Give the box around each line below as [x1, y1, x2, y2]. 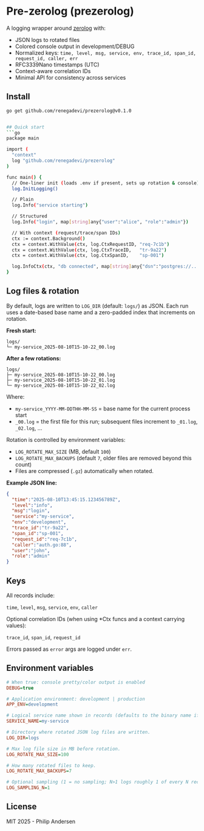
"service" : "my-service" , [12, 513, 75, 520]
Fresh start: [6, 327, 36, 334]
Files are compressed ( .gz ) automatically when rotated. [15, 467, 154, 474]
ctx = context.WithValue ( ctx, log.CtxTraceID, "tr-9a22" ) [12, 247, 167, 253]
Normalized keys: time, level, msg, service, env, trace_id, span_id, [15, 49, 196, 56]
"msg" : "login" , [12, 508, 50, 514]
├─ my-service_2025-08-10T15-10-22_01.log [6, 377, 115, 383]
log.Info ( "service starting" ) [12, 202, 88, 208]
